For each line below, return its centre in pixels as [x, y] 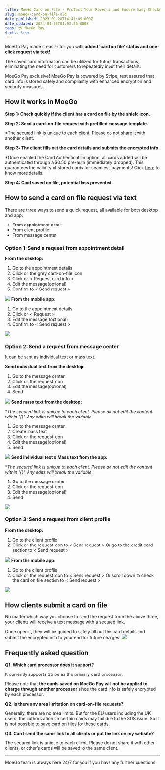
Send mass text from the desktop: [46, 402]
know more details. [24, 173]
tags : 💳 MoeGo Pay [25, 28]
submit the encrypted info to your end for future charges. [63, 638]
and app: [14, 215]
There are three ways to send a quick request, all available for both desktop [82, 210]
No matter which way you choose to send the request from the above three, [82, 617]
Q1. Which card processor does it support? [50, 665]
